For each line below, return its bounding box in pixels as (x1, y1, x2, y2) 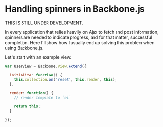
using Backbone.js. (5, 45, 44, 51)
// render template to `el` (14, 95, 71, 100)
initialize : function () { (9, 73, 63, 77)
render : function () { (9, 91, 54, 96)
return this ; (14, 104, 41, 109)
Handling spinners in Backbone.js (5, 3, 145, 15)
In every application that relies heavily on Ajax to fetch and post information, (5, 29, 159, 35)
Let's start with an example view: (5, 54, 72, 60)
